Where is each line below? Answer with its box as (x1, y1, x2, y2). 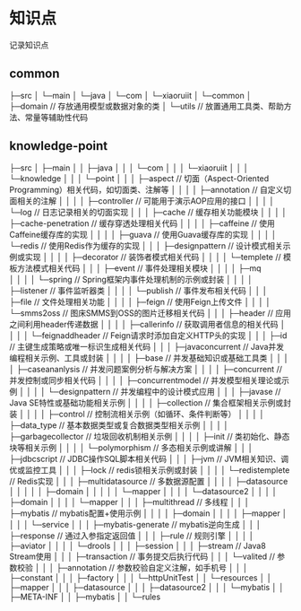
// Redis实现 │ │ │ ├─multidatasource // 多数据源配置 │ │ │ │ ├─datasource (9, 476, 288, 486)
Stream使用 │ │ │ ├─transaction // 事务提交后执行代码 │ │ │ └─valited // (9, 551, 276, 562)
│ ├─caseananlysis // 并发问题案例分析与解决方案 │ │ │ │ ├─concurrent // (9, 363, 282, 374)
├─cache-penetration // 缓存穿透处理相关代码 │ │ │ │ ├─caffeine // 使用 (9, 217, 276, 229)
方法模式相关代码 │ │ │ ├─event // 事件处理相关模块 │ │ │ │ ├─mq (16, 262, 262, 274)
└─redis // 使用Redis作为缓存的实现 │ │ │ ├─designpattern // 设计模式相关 (9, 240, 284, 251)
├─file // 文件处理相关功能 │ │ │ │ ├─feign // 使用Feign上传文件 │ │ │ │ (9, 296, 271, 307)
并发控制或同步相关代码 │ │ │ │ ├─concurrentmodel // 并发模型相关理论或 (9, 374, 282, 386)
